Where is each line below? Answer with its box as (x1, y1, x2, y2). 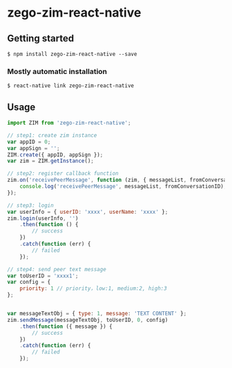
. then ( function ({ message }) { (19, 323, 113, 330)
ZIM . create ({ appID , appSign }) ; (7, 151, 104, 158)
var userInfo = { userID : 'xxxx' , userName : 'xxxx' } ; (7, 208, 168, 215)
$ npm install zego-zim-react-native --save (7, 50, 137, 57)
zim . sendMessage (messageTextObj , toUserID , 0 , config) (7, 316, 168, 323)
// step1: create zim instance (7, 131, 97, 139)
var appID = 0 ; (7, 138, 51, 145)
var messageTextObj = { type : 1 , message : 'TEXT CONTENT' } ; (7, 310, 187, 318)
